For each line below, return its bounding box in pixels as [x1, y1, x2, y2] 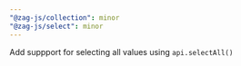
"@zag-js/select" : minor [9, 22, 104, 31]
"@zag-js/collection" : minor [9, 13, 120, 23]
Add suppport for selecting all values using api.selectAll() [9, 46, 234, 57]
